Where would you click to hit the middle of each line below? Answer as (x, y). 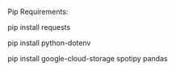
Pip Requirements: (38, 12)
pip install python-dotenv (49, 43)
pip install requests (39, 27)
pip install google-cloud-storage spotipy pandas (88, 58)
